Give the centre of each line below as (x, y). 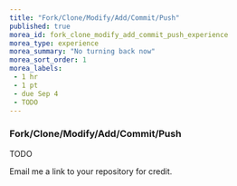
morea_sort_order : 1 (48, 60)
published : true (40, 26)
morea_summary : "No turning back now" (82, 52)
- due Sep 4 (36, 93)
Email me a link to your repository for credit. (91, 171)
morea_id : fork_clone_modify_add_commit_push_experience (119, 34)
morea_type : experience (54, 43)
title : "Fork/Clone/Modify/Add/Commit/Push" (95, 18)
